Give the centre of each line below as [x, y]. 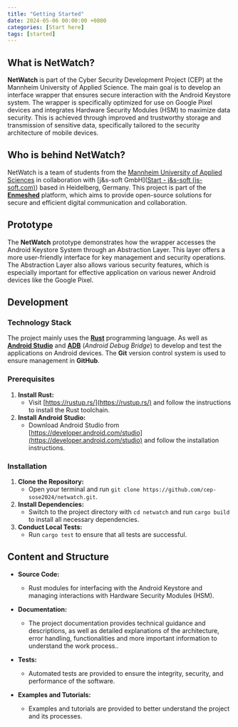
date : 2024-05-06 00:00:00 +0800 [57, 21]
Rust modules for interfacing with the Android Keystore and [115, 587]
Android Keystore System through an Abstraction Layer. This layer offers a [117, 249]
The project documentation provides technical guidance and [117, 623]
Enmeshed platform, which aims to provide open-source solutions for [110, 195]
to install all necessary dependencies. [84, 519]
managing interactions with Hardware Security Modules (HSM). [121, 595]
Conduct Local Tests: [50, 527]
